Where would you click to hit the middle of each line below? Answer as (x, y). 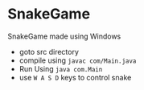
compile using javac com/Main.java (78, 60)
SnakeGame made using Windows (64, 36)
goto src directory (49, 51)
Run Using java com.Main (61, 68)
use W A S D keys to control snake (75, 77)
